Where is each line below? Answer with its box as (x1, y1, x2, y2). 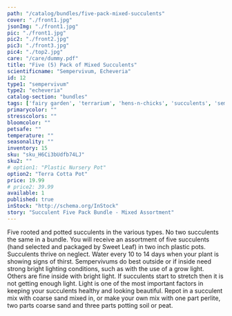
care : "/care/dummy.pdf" (7, 55, 79, 62)
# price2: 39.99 (7, 184, 54, 190)
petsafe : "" (7, 126, 41, 132)
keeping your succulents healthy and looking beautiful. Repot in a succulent (7, 286, 223, 295)
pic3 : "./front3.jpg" (7, 42, 70, 49)
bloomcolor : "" (7, 119, 51, 126)
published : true (7, 196, 54, 204)
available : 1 (7, 190, 45, 197)
